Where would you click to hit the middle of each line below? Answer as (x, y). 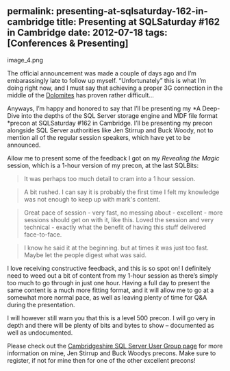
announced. (24, 145)
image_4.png (25, 60)
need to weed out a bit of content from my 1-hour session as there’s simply (113, 275)
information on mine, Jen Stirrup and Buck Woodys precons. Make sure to (112, 353)
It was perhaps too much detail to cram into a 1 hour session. (110, 178)
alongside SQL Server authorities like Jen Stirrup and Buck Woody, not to (110, 130)
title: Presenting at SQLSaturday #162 (138, 22)
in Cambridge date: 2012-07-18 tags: (87, 33)
